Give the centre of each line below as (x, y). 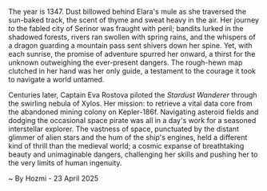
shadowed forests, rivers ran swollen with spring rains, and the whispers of (132, 37)
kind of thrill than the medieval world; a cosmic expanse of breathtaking (126, 146)
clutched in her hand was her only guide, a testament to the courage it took (132, 71)
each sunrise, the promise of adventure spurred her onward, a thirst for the (132, 54)
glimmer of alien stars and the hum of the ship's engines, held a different (128, 137)
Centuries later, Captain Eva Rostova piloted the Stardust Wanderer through (133, 95)
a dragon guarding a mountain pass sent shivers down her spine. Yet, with (131, 46)
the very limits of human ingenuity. (65, 163)
